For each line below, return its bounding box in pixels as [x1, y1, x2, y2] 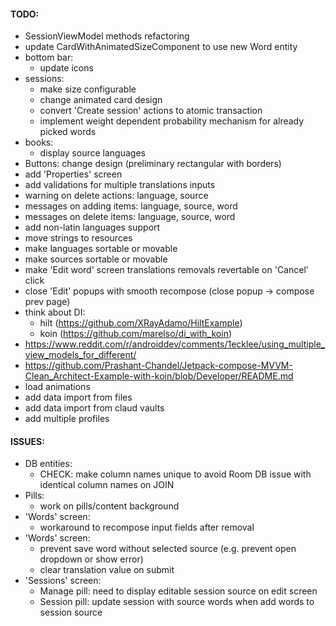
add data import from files [24, 391, 133, 404]
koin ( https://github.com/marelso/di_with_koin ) [39, 328, 233, 340]
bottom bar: [24, 51, 74, 64]
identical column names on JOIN [39, 479, 175, 491]
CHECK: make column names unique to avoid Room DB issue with [39, 468, 312, 480]
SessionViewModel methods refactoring [24, 30, 190, 42]
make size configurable [39, 83, 137, 95]
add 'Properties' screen [24, 168, 123, 180]
